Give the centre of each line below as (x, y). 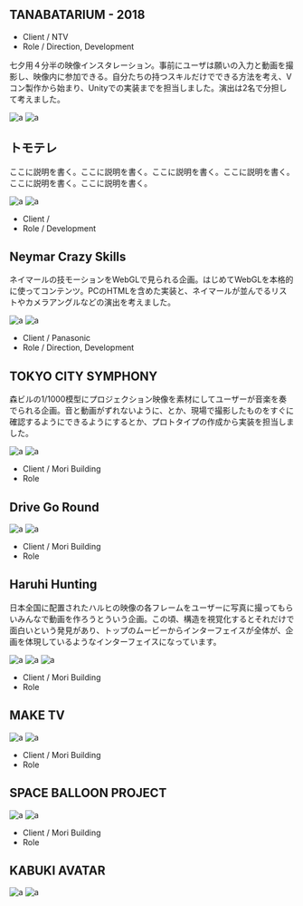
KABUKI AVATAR (57, 870)
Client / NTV (45, 36)
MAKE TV (37, 716)
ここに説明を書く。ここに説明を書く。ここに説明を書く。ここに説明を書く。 (152, 171)
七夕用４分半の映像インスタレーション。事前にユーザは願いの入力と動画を (148, 65)
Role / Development (59, 228)
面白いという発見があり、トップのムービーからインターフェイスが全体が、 (147, 630)
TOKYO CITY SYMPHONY (84, 376)
